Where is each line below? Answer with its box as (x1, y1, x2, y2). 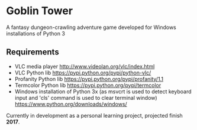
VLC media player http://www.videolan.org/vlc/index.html (14, 63, 155, 70)
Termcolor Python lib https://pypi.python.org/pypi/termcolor (14, 82, 162, 89)
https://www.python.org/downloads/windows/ (14, 100, 127, 108)
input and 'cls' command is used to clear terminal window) (14, 94, 158, 101)
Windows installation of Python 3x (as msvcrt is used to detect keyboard (14, 87, 192, 95)
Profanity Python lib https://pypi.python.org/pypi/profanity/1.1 (14, 75, 164, 82)
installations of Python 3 (6, 30, 65, 37)
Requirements (6, 47, 59, 57)
